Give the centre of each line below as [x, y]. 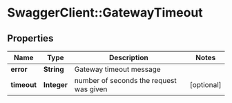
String [54, 69]
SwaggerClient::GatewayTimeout [105, 13]
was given [91, 89]
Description [129, 58]
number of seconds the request [126, 81]
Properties [30, 38]
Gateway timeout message [117, 69]
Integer [55, 85]
